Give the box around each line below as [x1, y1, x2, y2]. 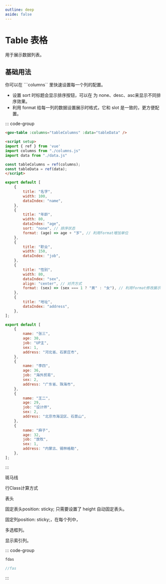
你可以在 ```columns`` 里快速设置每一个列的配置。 [5, 82, 106, 88]
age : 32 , [23, 432, 41, 437]
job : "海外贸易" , [23, 373, 56, 378]
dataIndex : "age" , [23, 221, 61, 226]
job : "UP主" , [23, 340, 49, 345]
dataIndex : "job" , [23, 253, 61, 258]
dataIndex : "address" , [23, 304, 70, 309]
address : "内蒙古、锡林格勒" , [23, 446, 79, 451]
